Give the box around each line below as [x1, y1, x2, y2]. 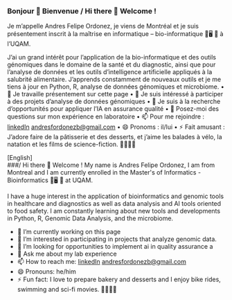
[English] [7, 154, 33, 162]
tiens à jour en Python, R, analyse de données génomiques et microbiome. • [7, 82, 225, 91]
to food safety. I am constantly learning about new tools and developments [7, 207, 220, 215]
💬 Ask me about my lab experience [17, 249, 117, 258]
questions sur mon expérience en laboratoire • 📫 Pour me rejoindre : [7, 112, 205, 121]
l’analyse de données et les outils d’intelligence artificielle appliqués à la [7, 68, 213, 76]
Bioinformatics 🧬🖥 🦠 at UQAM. [7, 176, 93, 184]
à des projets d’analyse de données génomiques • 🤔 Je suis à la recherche [7, 97, 221, 106]
